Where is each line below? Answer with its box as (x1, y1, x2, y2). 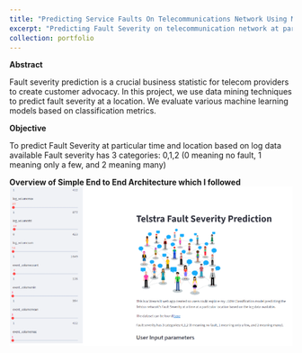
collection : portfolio (9, 33, 94, 42)
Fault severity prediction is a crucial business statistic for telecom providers (9, 77, 289, 87)
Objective (9, 122, 47, 134)
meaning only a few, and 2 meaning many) (9, 159, 166, 170)
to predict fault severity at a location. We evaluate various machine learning (9, 95, 289, 107)
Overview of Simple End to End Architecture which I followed (9, 176, 241, 188)
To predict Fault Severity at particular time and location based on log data (9, 140, 281, 151)
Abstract (9, 59, 43, 70)
